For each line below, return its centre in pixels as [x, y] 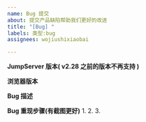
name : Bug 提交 [28, 14]
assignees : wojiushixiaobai [48, 40]
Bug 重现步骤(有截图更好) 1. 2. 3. [54, 111]
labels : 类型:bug [31, 33]
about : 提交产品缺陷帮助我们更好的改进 [57, 20]
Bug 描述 [20, 96]
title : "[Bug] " [31, 26]
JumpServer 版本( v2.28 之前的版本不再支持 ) [73, 66]
